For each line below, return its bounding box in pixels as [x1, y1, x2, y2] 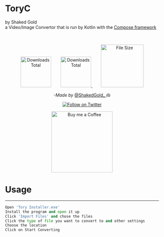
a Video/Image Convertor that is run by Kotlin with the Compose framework [5, 24, 157, 30]
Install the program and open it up [5, 209, 80, 214]
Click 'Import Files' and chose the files [5, 214, 93, 219]
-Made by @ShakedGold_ [53, 92, 105, 98]
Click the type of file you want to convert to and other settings [5, 218, 145, 223]
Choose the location [5, 223, 47, 228]
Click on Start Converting [5, 228, 60, 233]
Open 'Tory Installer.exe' [5, 205, 60, 210]
